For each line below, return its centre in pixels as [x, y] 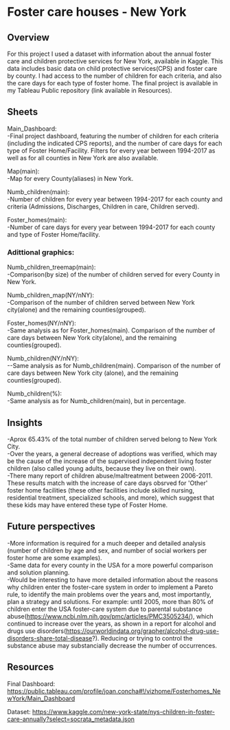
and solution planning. [38, 572]
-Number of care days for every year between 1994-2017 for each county [111, 227]
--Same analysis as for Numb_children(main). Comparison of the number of [114, 366]
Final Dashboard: [31, 684]
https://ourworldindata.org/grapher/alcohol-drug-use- [143, 631]
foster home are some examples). [55, 557]
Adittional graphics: [41, 252]
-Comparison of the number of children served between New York [101, 303]
